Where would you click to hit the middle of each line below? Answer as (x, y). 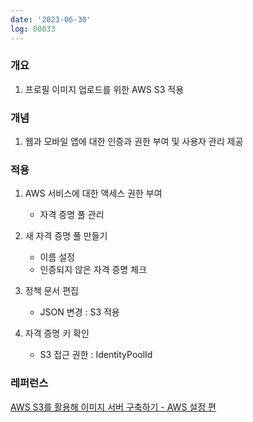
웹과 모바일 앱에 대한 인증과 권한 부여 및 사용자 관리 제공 (134, 142)
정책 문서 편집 (51, 291)
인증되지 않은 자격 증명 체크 (93, 270)
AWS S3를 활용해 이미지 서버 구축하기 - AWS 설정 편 (113, 407)
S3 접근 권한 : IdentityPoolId (96, 355)
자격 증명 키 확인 (57, 333)
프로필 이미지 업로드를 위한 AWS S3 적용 (104, 89)
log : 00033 (33, 29)
